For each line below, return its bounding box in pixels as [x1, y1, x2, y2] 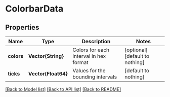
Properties [5, 23, 39, 32]
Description [81, 38, 111, 45]
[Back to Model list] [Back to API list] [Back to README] [5, 86, 121, 92]
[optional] [124, 46, 148, 53]
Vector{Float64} [28, 70, 68, 77]
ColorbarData [5, 3, 64, 15]
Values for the [72, 67, 106, 74]
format [72, 59, 89, 66]
